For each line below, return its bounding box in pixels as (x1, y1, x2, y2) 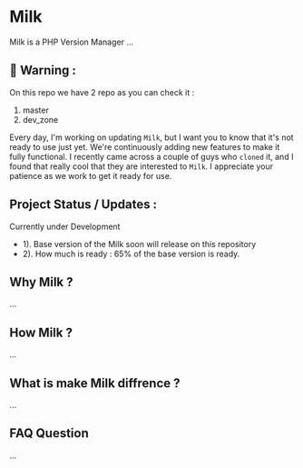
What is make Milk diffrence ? (9, 375, 181, 391)
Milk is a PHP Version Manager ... (9, 36, 134, 47)
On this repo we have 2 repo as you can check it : (9, 86, 195, 97)
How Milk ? (9, 324, 73, 340)
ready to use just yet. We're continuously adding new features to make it (9, 141, 280, 152)
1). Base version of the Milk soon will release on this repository (22, 238, 257, 249)
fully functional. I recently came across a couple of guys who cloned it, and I (9, 151, 294, 162)
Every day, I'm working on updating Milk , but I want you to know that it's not (9, 132, 294, 143)
